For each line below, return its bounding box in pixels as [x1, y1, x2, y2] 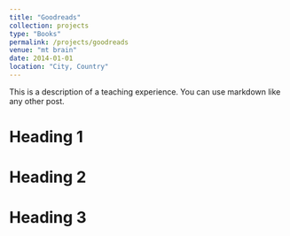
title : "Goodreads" [9, 12, 82, 22]
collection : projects [9, 21, 90, 30]
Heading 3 [9, 208, 87, 228]
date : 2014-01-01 [9, 54, 74, 63]
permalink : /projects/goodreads [9, 37, 129, 47]
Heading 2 [9, 167, 87, 187]
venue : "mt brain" [9, 46, 77, 55]
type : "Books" [9, 29, 62, 38]
